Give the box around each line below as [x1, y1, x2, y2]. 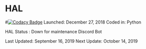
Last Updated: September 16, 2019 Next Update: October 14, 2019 [5, 38, 138, 44]
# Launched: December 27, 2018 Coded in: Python [5, 19, 142, 25]
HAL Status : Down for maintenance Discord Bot [5, 28, 102, 34]
